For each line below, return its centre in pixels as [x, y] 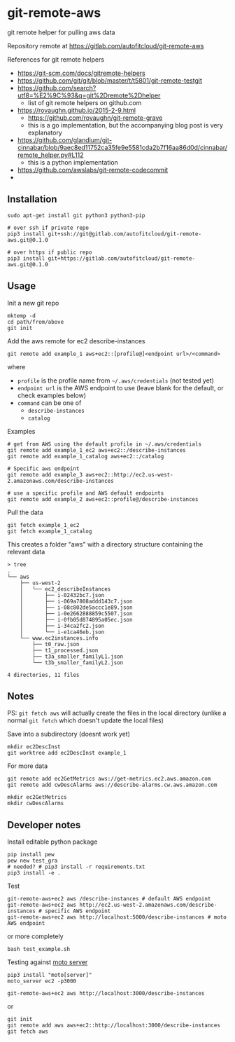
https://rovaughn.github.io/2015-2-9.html [77, 110]
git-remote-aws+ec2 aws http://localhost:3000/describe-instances [106, 994]
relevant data [26, 551]
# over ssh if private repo [48, 228]
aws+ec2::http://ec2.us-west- [129, 474]
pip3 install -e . [34, 873]
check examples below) [51, 395]
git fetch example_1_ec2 [43, 525]
